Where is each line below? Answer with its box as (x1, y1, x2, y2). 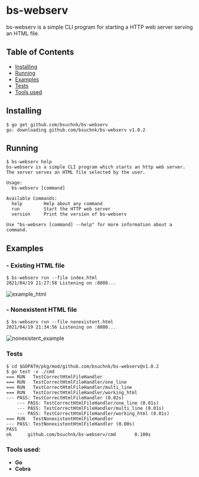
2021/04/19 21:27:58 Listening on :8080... (6, 280, 117, 286)
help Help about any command (11, 201, 103, 207)
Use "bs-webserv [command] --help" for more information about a (6, 222, 172, 228)
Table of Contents (6, 47, 75, 57)
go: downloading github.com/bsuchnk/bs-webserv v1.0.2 (6, 127, 146, 133)
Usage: (6, 180, 23, 186)
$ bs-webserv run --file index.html (6, 275, 97, 281)
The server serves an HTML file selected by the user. (6, 169, 146, 175)
